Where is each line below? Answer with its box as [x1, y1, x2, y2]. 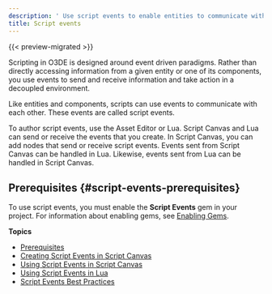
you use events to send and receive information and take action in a [8, 75, 235, 84]
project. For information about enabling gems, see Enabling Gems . [8, 211, 229, 221]
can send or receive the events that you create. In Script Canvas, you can [8, 131, 253, 142]
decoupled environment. [8, 83, 91, 93]
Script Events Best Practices [19, 277, 115, 287]
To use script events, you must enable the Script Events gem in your [8, 202, 237, 212]
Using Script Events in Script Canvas [19, 260, 143, 270]
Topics [8, 227, 32, 236]
